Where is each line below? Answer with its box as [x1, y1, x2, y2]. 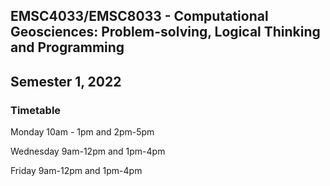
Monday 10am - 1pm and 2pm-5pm [10, 126, 155, 138]
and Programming [10, 39, 125, 56]
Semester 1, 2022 [10, 73, 122, 90]
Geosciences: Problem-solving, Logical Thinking [10, 24, 321, 41]
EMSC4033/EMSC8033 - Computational [10, 8, 269, 25]
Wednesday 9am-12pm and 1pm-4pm [10, 145, 166, 158]
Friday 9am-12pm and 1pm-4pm [10, 165, 143, 177]
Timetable [10, 103, 62, 117]
